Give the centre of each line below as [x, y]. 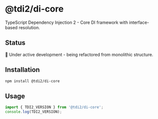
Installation [22, 70]
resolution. [29, 27]
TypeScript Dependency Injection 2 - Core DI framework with [67, 22]
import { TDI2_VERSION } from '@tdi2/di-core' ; [54, 107]
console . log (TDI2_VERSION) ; [34, 112]
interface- [139, 22]
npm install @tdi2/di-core [32, 81]
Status [15, 43]
